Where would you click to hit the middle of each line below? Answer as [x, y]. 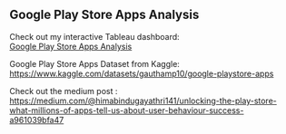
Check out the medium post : [64, 91]
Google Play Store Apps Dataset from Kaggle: [94, 63]
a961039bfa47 [37, 120]
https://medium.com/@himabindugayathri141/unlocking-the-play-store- [143, 100]
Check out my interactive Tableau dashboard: [94, 36]
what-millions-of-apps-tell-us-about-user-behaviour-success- [127, 110]
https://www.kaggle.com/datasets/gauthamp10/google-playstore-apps [142, 73]
